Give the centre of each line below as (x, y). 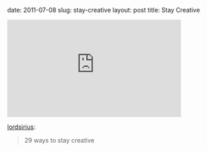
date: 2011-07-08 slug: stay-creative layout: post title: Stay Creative (104, 10)
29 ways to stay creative (59, 140)
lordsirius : (22, 127)
